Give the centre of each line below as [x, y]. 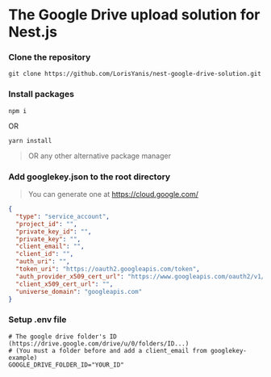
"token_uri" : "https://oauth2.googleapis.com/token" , [108, 269]
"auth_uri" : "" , [43, 262]
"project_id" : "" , [47, 224]
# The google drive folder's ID [63, 337]
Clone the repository [50, 57]
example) [23, 358]
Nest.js [33, 32]
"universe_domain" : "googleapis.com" [79, 291]
